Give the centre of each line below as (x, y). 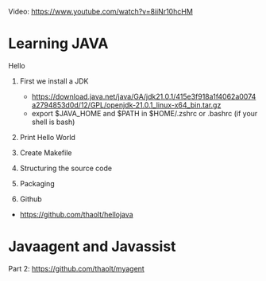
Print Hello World (47, 137)
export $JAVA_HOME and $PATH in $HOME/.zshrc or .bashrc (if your (145, 113)
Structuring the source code (66, 168)
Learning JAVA (58, 44)
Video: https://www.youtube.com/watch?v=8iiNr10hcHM (100, 12)
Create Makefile (46, 152)
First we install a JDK (54, 81)
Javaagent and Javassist (92, 247)
